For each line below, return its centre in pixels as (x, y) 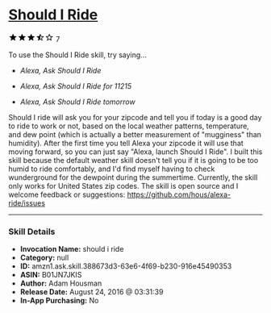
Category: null (44, 258)
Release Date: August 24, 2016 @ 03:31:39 (92, 292)
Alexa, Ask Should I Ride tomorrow (77, 102)
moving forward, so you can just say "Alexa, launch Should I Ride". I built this (135, 152)
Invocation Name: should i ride (72, 249)
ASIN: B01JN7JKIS (51, 275)
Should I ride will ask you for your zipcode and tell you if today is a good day (135, 117)
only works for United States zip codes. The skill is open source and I (123, 186)
